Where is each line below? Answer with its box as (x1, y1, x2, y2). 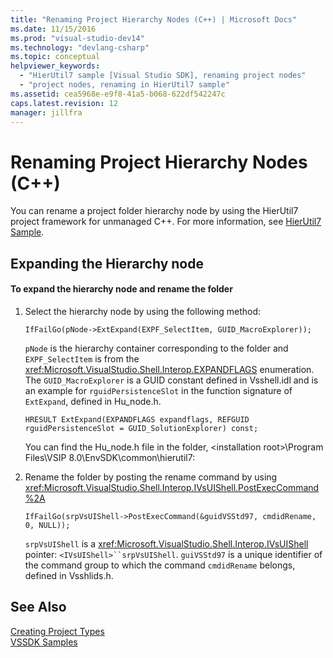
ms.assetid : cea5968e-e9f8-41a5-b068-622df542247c (10, 89, 226, 99)
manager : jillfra (10, 107, 83, 118)
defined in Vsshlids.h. (24, 569, 114, 581)
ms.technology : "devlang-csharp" (10, 42, 150, 53)
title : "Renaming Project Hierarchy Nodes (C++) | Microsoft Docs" (10, 14, 298, 25)
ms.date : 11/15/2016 (10, 24, 97, 34)
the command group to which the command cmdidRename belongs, (24, 559, 296, 571)
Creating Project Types (10, 625, 105, 637)
